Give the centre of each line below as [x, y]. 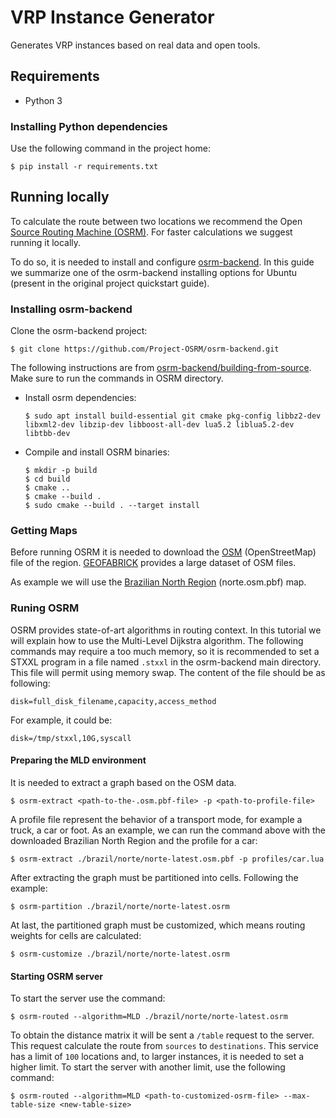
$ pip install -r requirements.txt [84, 167]
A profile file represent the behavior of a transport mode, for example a [156, 819]
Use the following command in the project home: [110, 148]
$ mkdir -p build [61, 471]
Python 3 [43, 100]
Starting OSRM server [57, 976]
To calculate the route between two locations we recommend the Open [156, 221]
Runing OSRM [45, 608]
